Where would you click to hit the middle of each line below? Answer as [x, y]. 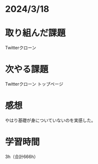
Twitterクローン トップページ [34, 84]
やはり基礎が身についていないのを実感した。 [50, 120]
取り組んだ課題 [35, 33]
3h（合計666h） [22, 157]
